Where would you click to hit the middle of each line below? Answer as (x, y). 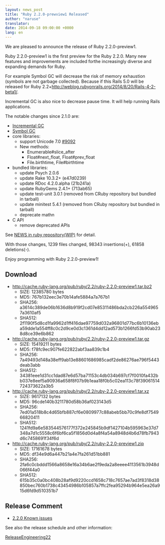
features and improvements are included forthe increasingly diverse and (78, 61)
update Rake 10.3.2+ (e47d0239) (53, 178)
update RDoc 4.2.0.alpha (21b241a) (55, 183)
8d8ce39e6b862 (37, 334)
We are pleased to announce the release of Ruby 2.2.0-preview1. (71, 47)
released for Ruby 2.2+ (28, 86)
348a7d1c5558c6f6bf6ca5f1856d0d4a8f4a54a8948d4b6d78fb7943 (89, 433)
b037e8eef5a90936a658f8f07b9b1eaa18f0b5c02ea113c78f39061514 (90, 380)
